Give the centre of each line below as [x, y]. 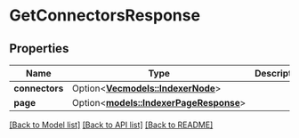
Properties [39, 49]
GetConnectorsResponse [105, 16]
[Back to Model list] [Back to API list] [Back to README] [111, 125]
